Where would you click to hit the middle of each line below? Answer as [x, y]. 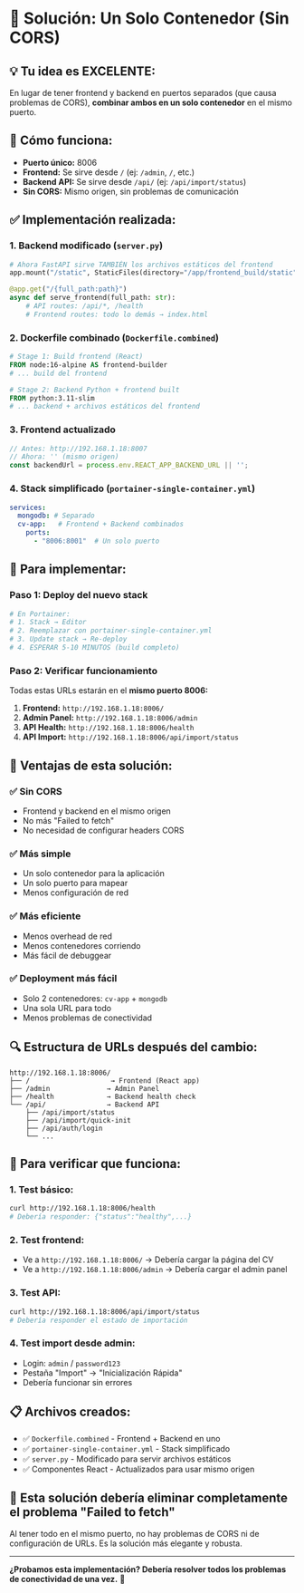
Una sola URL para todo [66, 1008]
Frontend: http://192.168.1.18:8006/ [93, 708]
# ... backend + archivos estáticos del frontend [105, 407]
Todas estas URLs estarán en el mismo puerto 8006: [109, 690]
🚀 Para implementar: [68, 570]
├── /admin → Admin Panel [85, 1088]
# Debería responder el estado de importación [99, 1320]
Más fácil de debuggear [67, 955]
